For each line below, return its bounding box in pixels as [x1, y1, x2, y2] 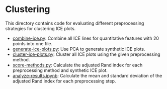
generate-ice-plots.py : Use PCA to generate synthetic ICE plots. [12, 46, 145, 52]
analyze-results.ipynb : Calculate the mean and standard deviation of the [12, 72, 162, 78]
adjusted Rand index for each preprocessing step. [12, 78, 116, 84]
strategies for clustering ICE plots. [5, 25, 76, 31]
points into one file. [12, 40, 53, 46]
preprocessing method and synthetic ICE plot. [12, 67, 108, 73]
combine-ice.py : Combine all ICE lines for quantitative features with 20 [12, 35, 159, 41]
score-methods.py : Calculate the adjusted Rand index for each [12, 62, 143, 68]
